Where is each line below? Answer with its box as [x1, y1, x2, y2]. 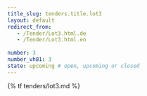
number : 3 [7, 50, 37, 57]
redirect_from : [7, 23, 52, 30]
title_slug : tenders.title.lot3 [7, 10, 102, 18]
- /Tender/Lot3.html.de [16, 29, 87, 37]
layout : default [7, 17, 55, 24]
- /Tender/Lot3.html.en [16, 36, 87, 43]
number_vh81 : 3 [7, 56, 52, 63]
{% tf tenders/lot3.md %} [7, 81, 81, 90]
